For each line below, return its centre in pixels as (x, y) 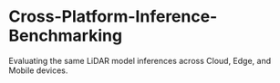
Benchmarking (66, 36)
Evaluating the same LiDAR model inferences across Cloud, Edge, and (140, 60)
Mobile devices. (38, 70)
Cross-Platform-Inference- (113, 17)
